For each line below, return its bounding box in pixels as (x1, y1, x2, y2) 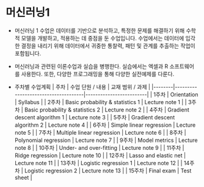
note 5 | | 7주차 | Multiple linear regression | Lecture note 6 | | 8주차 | (14, 129, 187, 136)
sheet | (14, 174, 32, 181)
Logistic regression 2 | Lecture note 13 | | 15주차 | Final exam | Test (24, 167, 192, 174)
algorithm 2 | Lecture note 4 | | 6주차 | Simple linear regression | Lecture (14, 121, 196, 129)
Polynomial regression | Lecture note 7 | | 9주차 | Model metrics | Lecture (14, 136, 198, 144)
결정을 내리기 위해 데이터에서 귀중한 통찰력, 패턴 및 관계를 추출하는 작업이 (21, 42, 196, 49)
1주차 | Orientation (153, 91, 199, 98)
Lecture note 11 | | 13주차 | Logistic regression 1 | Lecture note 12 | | (14, 159, 183, 166)
